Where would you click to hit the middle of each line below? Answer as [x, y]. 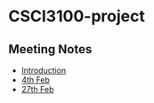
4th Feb [36, 80]
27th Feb [37, 89]
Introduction [44, 70]
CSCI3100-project [77, 16]
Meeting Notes [50, 49]
